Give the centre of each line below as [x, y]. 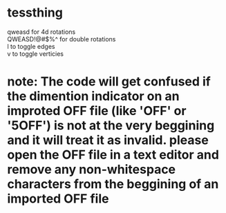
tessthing [35, 13]
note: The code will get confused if [109, 82]
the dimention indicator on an [93, 96]
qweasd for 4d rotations [41, 32]
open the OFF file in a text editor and [113, 155]
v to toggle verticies [36, 54]
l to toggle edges [31, 46]
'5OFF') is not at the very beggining [111, 126]
